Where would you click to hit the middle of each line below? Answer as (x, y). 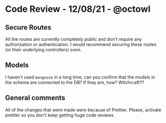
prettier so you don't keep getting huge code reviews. (60, 115)
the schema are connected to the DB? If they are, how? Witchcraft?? (75, 82)
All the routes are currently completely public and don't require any (74, 39)
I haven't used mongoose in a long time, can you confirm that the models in (80, 77)
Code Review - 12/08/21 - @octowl (78, 9)
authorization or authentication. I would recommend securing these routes (81, 44)
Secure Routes (28, 27)
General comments (35, 98)
